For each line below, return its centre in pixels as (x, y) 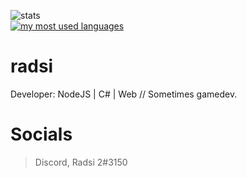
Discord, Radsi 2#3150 (81, 162)
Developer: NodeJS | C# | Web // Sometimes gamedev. (124, 94)
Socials (41, 134)
